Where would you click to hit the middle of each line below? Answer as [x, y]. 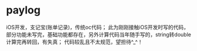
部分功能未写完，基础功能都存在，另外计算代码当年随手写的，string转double [98, 34]
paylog [24, 10]
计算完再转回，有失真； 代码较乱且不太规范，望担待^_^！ [74, 42]
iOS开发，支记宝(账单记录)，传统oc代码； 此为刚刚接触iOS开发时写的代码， [98, 27]
